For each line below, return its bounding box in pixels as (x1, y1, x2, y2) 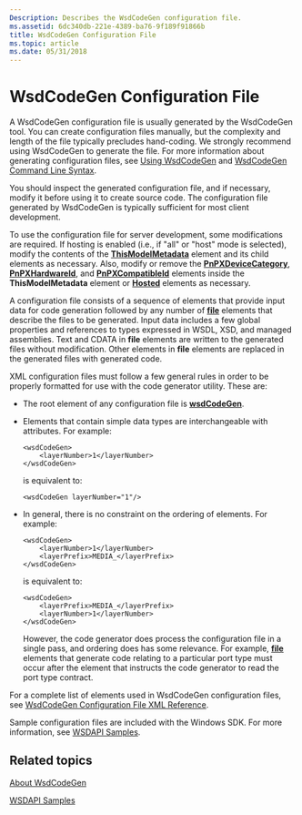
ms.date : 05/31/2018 (9, 47, 88, 56)
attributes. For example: (22, 425, 112, 437)
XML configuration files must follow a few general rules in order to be (9, 371, 269, 382)
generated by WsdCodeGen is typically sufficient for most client (9, 202, 249, 213)
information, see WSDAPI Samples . (9, 727, 141, 738)
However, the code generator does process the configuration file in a (22, 634, 282, 645)
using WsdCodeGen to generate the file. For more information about (9, 146, 265, 157)
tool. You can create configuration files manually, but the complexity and (9, 127, 281, 138)
